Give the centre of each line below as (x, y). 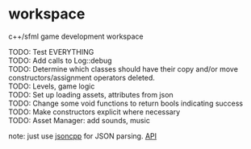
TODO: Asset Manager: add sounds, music (79, 120)
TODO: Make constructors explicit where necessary (94, 112)
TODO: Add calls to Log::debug (60, 60)
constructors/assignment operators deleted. (82, 77)
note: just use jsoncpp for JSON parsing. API (83, 136)
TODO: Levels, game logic (52, 86)
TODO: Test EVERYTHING (51, 52)
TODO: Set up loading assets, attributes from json (91, 94)
